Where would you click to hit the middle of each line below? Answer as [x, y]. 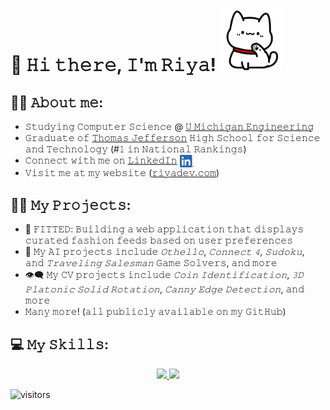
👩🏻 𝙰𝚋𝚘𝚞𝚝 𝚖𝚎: [57, 102]
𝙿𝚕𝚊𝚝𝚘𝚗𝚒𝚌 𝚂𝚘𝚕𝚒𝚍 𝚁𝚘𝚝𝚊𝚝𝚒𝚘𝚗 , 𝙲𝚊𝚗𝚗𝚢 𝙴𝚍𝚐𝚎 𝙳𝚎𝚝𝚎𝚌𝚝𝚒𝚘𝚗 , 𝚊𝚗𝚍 [164, 289]
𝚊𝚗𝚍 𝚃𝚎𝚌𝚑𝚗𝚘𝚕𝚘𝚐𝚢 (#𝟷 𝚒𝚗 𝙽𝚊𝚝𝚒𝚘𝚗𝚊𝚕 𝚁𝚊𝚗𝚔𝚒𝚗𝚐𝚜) [135, 149]
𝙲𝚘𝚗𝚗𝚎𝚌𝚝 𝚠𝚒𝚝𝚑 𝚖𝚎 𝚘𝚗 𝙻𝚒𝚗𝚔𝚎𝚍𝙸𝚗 [101, 160]
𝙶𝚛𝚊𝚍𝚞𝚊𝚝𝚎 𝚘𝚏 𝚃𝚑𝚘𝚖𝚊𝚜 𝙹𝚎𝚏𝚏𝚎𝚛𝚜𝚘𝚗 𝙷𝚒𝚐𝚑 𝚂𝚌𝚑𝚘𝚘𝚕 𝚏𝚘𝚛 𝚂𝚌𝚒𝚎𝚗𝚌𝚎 [172, 137]
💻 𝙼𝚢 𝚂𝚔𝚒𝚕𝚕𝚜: [59, 344]
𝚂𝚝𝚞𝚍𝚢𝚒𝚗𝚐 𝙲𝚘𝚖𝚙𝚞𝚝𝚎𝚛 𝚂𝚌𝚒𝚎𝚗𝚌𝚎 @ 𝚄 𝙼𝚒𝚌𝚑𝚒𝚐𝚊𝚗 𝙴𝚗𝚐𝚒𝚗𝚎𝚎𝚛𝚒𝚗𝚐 [169, 126]
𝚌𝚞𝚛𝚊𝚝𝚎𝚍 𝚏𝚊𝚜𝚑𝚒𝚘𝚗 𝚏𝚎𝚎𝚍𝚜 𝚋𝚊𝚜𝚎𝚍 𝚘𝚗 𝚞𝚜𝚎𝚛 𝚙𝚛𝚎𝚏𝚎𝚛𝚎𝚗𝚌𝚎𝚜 [159, 240]
